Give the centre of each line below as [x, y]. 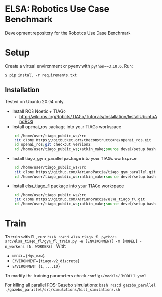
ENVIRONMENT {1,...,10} [36, 267]
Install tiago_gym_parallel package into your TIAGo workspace [74, 158]
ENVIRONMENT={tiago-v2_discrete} [46, 261]
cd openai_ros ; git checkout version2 [52, 145]
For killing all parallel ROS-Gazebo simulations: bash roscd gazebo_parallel [81, 285]
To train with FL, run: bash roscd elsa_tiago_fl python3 [61, 237]
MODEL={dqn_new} [28, 256]
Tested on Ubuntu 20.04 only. [35, 101]
